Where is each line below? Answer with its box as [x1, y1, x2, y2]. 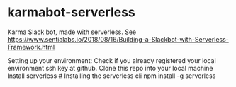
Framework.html [7, 42, 55, 51]
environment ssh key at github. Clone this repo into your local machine [7, 64, 213, 72]
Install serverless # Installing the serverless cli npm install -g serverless [7, 71, 216, 80]
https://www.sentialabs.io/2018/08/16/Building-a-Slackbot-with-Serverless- [7, 35, 229, 43]
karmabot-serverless [7, 4, 136, 21]
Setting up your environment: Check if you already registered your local [7, 56, 216, 64]
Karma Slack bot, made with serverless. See [7, 28, 137, 36]
